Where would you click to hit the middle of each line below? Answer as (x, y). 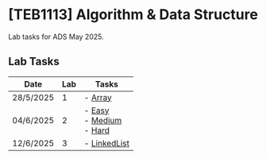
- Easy (96, 111)
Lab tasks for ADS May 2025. (56, 37)
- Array (98, 97)
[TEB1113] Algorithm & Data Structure (133, 15)
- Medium (103, 120)
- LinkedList (106, 143)
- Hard (96, 130)
